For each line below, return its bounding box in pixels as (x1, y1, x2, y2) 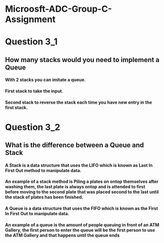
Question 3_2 (5, 121, 60, 133)
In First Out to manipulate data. (5, 210, 70, 216)
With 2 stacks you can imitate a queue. (5, 77, 86, 83)
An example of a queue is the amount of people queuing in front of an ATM (5, 221, 160, 228)
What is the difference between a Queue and (5, 141, 144, 150)
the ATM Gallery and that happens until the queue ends (5, 232, 120, 238)
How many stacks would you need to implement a (5, 55, 160, 64)
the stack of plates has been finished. (5, 194, 84, 200)
